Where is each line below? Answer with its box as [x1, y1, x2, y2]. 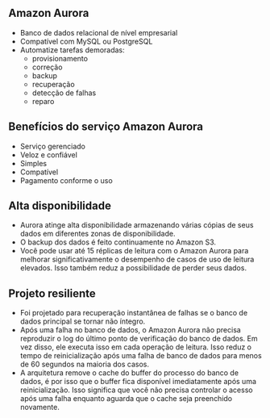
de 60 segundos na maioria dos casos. [19, 359, 149, 370]
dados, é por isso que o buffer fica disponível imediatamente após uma [19, 377, 256, 387]
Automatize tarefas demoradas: [19, 44, 125, 55]
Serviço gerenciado [19, 141, 86, 151]
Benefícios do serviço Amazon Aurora [8, 120, 204, 134]
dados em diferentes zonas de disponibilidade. [19, 229, 176, 239]
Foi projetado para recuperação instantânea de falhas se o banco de [19, 308, 248, 318]
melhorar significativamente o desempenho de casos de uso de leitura [19, 254, 255, 265]
